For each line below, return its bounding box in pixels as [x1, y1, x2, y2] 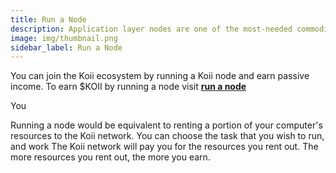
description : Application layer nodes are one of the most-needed [10, 24, 293, 34]
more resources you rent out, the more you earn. [10, 151, 211, 163]
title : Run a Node [10, 14, 87, 25]
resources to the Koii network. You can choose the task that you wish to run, [10, 130, 325, 142]
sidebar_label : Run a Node [10, 42, 123, 53]
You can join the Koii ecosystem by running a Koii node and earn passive [10, 70, 310, 82]
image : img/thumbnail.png [10, 33, 118, 43]
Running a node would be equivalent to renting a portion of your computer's [10, 119, 323, 131]
